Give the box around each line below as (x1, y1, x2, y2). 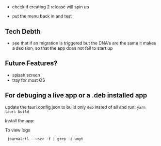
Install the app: (5, 117, 35, 123)
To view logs (5, 127, 31, 133)
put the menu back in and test (12, 14, 72, 19)
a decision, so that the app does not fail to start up (12, 45, 113, 51)
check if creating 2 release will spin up (12, 4, 90, 10)
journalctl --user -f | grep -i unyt (7, 136, 83, 141)
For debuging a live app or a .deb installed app (5, 91, 147, 100)
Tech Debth (5, 27, 41, 35)
